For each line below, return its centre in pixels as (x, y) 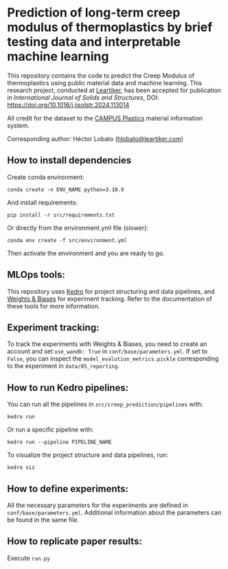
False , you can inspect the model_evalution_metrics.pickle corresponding (113, 358)
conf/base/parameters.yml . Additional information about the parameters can (114, 513)
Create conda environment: (46, 177)
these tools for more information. (54, 306)
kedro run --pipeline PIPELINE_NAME (59, 442)
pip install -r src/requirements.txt (61, 215)
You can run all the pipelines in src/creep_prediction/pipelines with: (105, 405)
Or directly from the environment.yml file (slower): (78, 228)
